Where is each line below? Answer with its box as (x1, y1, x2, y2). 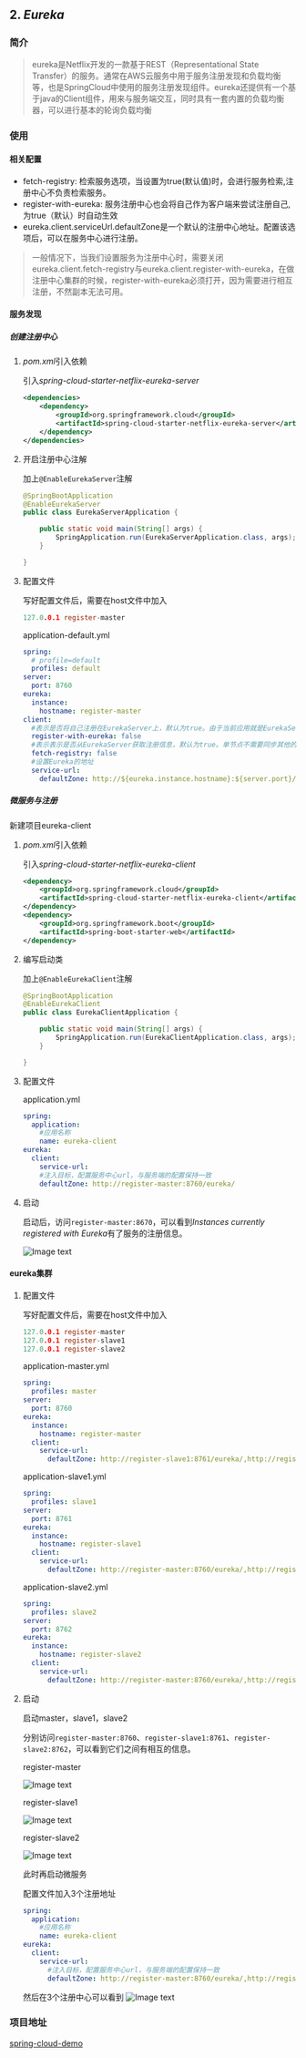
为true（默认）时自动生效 (22, 210, 118, 221)
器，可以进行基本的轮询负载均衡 (31, 104, 152, 115)
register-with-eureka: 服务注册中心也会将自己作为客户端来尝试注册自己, (22, 198, 291, 209)
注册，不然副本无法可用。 (31, 286, 128, 297)
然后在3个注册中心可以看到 (22, 1991, 125, 2002)
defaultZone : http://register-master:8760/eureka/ (39, 1179, 236, 1188)
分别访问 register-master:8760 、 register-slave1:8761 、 (22, 1732, 235, 1743)
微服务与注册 (9, 795, 57, 806)
